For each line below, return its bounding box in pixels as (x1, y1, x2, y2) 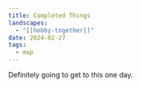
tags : (8, 41, 26, 49)
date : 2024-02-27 (8, 33, 66, 42)
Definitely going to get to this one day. (8, 70, 134, 79)
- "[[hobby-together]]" (15, 26, 94, 34)
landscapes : (8, 19, 48, 27)
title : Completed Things (8, 11, 91, 20)
